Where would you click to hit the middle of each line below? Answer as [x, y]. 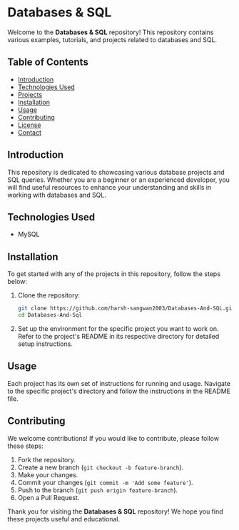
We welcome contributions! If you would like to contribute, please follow [113, 438]
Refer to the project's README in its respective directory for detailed [118, 336]
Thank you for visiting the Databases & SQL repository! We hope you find [115, 511]
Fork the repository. [47, 459]
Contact [29, 132]
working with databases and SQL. [57, 195]
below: [17, 282]
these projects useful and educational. [64, 519]
